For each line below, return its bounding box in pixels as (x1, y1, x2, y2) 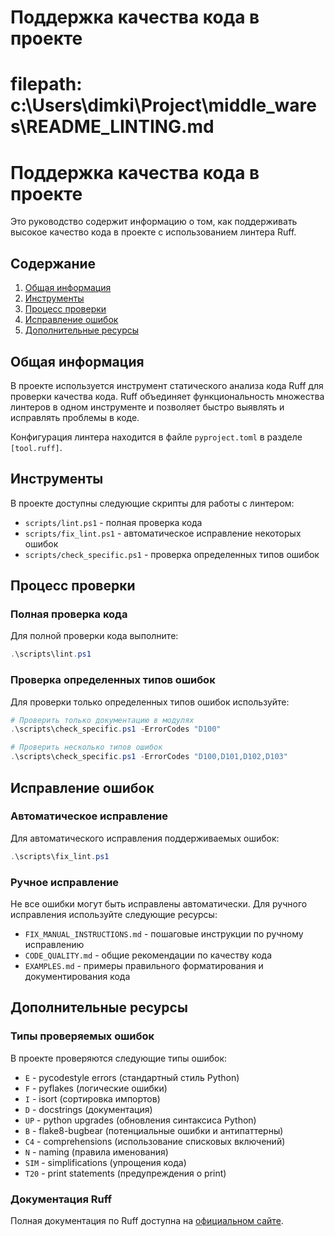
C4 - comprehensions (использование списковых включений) (24, 1135, 286, 1147)
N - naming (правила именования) (24, 1146, 169, 1158)
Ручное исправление (10, 875, 120, 889)
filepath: (10, 73, 83, 96)
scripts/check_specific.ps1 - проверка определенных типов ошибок (24, 548, 320, 560)
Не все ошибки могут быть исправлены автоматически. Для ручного (10, 897, 308, 910)
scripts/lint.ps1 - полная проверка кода (24, 516, 203, 528)
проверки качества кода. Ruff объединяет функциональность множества (10, 390, 325, 402)
